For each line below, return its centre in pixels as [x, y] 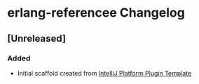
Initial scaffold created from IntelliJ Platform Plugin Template [104, 73]
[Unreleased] [37, 39]
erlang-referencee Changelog [96, 13]
